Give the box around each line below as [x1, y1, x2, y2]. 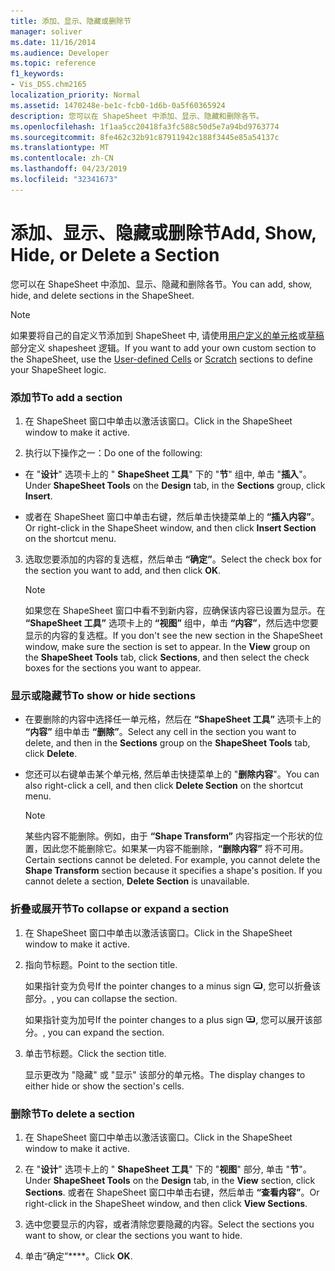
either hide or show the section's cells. [24, 1080, 185, 1092]
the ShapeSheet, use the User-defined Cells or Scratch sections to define [10, 353, 313, 365]
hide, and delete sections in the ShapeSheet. [10, 289, 195, 301]
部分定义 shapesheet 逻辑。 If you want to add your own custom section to [10, 341, 317, 354]
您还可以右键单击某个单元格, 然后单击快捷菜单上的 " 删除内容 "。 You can [24, 768, 320, 780]
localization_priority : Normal [10, 90, 141, 100]
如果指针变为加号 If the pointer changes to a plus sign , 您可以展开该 [24, 1013, 314, 1025]
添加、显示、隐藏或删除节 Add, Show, [10, 221, 317, 244]
